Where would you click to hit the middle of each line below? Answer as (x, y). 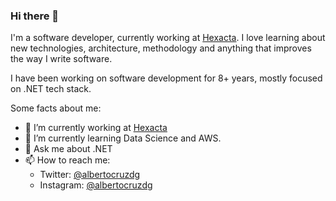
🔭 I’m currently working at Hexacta (96, 128)
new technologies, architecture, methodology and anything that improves (161, 48)
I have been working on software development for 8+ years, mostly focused (166, 78)
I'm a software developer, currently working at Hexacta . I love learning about (168, 38)
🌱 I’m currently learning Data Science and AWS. (123, 138)
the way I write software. (61, 59)
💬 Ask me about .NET (68, 149)
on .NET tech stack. (51, 89)
